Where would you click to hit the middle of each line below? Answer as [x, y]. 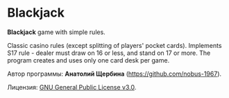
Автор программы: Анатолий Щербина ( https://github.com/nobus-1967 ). [114, 74]
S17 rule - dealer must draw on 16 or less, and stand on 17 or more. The [109, 53]
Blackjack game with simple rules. [56, 32]
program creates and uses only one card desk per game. [88, 60]
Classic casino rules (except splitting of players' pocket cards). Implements [114, 45]
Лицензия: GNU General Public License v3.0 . [72, 87]
